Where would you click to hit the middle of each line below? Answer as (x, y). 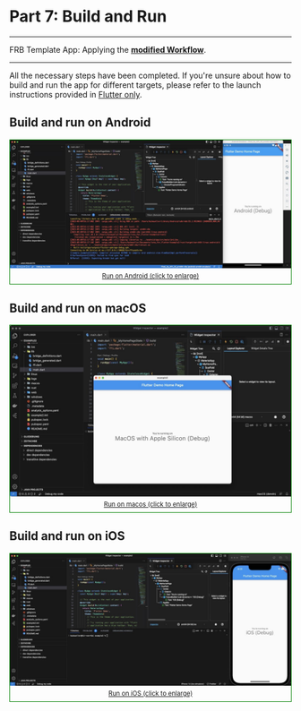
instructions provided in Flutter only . (76, 94)
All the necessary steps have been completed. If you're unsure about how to (150, 75)
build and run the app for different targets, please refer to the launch (135, 85)
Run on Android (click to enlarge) (150, 276)
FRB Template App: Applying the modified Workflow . (108, 49)
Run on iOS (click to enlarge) (150, 693)
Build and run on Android (80, 123)
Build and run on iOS (67, 536)
